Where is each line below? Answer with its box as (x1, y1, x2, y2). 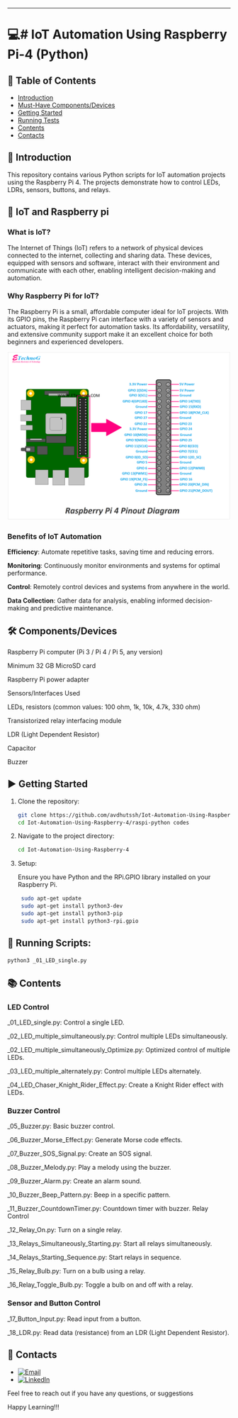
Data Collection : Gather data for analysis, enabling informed (7, 596, 184, 605)
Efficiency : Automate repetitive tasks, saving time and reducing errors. (7, 547, 215, 557)
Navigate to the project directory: (17, 832, 115, 840)
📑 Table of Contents (7, 74, 96, 86)
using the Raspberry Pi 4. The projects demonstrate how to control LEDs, (7, 178, 221, 186)
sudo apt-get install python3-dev (21, 903, 123, 910)
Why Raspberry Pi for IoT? (7, 291, 99, 301)
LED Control (7, 1002, 50, 1012)
